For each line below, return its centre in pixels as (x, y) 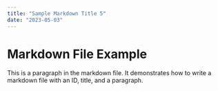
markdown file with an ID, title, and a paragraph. (75, 81)
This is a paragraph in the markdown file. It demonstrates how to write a (109, 73)
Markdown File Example (77, 54)
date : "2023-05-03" (35, 20)
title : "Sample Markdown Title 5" (57, 13)
